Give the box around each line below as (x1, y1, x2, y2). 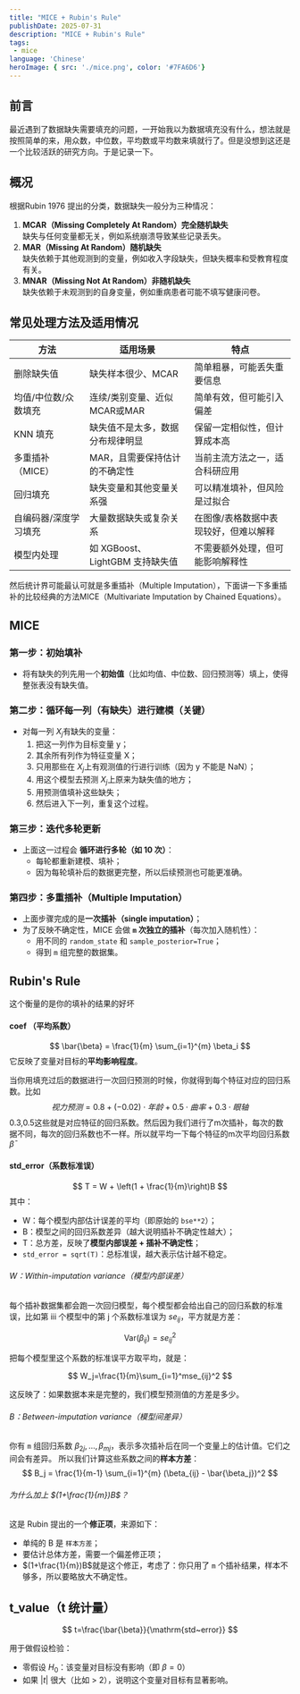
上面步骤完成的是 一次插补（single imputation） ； (21, 913, 203, 924)
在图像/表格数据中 (194, 512, 270, 524)
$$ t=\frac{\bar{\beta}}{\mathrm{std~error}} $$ (62, 1624, 238, 1635)
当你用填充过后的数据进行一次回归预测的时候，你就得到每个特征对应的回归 (9, 1075, 283, 1086)
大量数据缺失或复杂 (88, 512, 171, 524)
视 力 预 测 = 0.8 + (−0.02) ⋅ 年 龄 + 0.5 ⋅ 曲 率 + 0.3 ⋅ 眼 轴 (51, 1102, 249, 1113)
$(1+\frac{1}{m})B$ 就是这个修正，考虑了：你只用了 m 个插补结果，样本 (21, 1560, 281, 1571)
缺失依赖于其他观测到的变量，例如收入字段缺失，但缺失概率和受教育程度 (21, 252, 288, 264)
